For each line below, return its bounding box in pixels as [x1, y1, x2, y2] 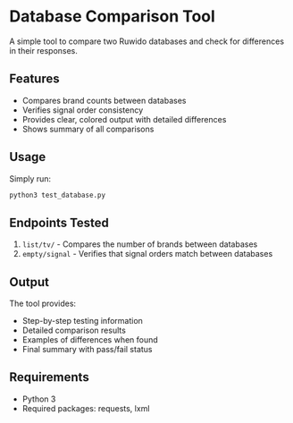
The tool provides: [9, 298, 77, 309]
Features [9, 72, 60, 87]
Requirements [9, 369, 89, 385]
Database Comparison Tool [9, 6, 216, 27]
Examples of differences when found [21, 334, 158, 345]
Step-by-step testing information [21, 316, 143, 326]
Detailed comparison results [21, 325, 127, 336]
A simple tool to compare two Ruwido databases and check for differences [9, 36, 284, 47]
